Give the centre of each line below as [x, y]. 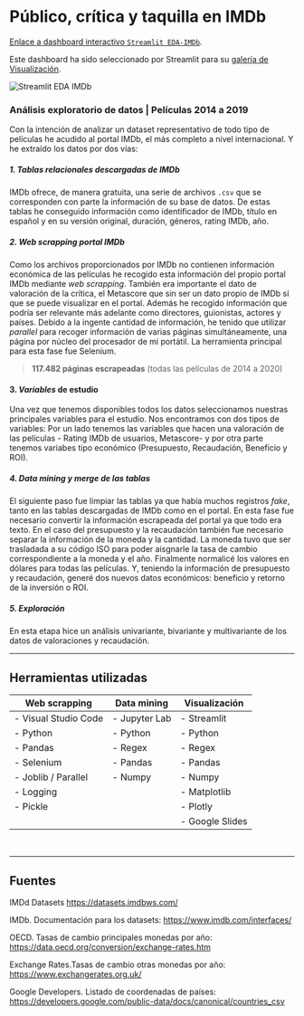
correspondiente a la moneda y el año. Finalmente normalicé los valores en [149, 559]
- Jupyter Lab [142, 718]
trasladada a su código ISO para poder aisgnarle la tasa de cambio [133, 549]
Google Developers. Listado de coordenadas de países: [113, 992]
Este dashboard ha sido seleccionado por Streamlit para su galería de [139, 59]
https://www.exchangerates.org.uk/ [76, 973]
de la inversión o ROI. [49, 588]
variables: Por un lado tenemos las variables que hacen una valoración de [147, 429]
